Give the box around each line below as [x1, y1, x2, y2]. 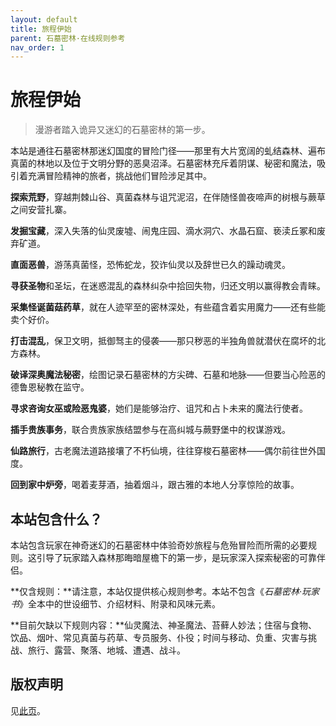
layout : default [10, 14, 78, 25]
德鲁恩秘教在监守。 [10, 381, 90, 393]
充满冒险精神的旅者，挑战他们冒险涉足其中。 [27, 170, 212, 182]
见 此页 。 [10, 704, 46, 716]
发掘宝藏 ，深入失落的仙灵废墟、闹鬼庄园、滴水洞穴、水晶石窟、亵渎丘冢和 [10, 225, 317, 237]
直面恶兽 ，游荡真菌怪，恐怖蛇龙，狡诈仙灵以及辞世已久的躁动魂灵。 [10, 259, 291, 271]
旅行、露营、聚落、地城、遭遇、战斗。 [27, 644, 186, 656]
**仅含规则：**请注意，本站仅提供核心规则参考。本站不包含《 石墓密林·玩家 [10, 586, 320, 597]
